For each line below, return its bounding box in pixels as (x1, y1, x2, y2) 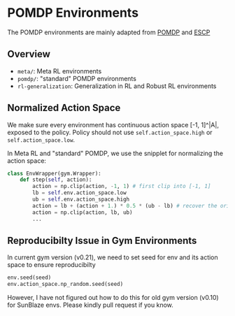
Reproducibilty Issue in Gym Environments (7, 234, 197, 246)
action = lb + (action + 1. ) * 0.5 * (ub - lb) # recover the (32, 202, 218, 209)
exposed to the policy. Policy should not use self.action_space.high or (7, 128, 213, 136)
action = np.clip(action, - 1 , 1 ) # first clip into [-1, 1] (32, 183, 211, 190)
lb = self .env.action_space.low (32, 189, 127, 196)
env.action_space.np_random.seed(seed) (7, 281, 124, 288)
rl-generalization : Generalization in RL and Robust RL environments (17, 82, 217, 90)
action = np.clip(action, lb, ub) (32, 208, 133, 216)
